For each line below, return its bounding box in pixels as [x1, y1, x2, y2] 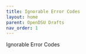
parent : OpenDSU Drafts [6, 19, 65, 25]
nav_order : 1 [6, 25, 38, 31]
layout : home [6, 14, 38, 20]
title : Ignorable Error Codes [6, 8, 81, 15]
